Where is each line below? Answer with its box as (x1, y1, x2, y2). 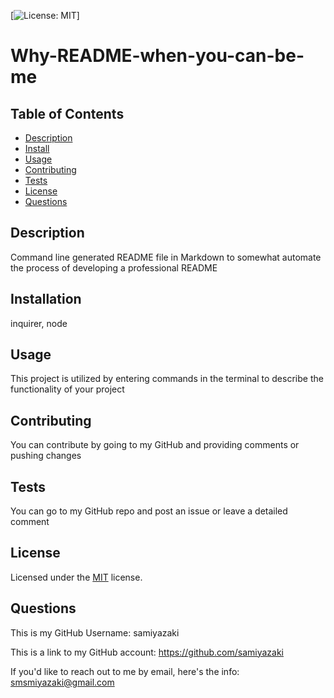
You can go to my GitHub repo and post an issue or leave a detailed (10, 505, 288, 517)
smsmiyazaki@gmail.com (10, 676, 115, 688)
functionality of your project (10, 383, 125, 395)
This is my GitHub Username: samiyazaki (10, 626, 180, 639)
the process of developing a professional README (10, 261, 218, 274)
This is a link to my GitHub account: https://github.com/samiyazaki (10, 646, 285, 658)
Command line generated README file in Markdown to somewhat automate (10, 251, 322, 263)
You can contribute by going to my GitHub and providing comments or (10, 439, 300, 451)
